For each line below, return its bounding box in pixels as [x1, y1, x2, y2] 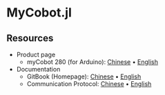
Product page [16, 50, 56, 59]
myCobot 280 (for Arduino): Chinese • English [26, 58, 158, 66]
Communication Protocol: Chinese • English [26, 80, 152, 87]
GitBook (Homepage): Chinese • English [26, 72, 142, 81]
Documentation [16, 65, 61, 73]
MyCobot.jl [6, 5, 72, 21]
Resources [6, 32, 54, 44]
